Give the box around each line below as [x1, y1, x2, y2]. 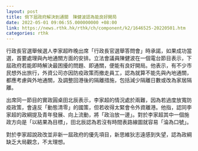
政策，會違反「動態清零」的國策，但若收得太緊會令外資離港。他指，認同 [11, 104, 187, 111]
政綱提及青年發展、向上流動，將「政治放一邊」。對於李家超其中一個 [21, 111, 184, 118]
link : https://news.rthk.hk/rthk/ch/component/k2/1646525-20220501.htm [6, 25, 186, 31]
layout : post [6, 8, 38, 15]
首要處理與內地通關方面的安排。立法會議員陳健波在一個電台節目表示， [16, 55, 187, 62]
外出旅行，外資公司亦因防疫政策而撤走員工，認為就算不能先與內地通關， [16, 69, 192, 76]
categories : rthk [6, 31, 49, 36]
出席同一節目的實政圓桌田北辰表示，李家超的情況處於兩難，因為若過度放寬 [6, 96, 187, 103]
